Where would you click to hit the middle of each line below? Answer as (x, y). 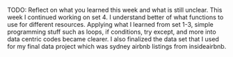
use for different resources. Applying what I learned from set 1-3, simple (110, 24)
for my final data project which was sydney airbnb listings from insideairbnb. (117, 46)
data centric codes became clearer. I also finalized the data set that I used (113, 39)
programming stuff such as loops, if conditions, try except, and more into (112, 32)
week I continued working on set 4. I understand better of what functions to (115, 17)
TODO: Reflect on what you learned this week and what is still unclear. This (115, 10)
